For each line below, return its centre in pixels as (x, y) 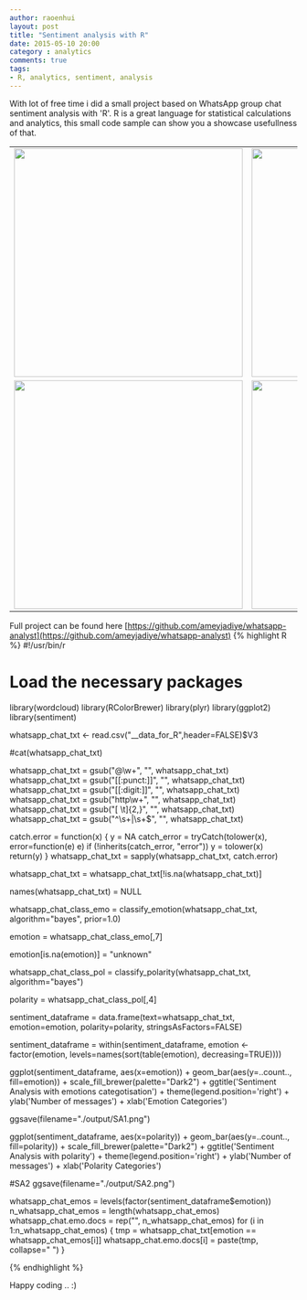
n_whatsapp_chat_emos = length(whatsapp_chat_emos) (115, 1210)
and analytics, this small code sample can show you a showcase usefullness (153, 123)
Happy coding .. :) (43, 1284)
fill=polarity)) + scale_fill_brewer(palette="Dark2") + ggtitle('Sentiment (142, 1146)
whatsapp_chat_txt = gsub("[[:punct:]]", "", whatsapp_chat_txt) (127, 780)
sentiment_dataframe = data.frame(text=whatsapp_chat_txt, (122, 1017)
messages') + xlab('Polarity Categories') (85, 1166)
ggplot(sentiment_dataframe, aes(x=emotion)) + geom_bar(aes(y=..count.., (151, 1071)
